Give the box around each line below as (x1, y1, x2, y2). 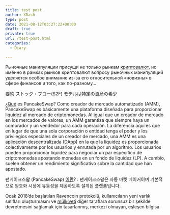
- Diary (10, 45, 26, 50)
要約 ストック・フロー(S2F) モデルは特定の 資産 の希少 (5, 90, 118, 97)
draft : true (5, 26, 31, 32)
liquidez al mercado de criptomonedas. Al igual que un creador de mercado (5, 112, 164, 118)
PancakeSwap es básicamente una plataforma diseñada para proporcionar (5, 106, 162, 112)
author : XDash (5, 12, 36, 17)
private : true (5, 31, 36, 36)
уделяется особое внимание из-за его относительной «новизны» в (5, 74, 152, 80)
